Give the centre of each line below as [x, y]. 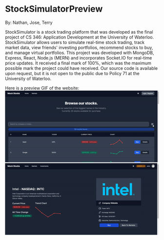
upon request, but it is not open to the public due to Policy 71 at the [72, 73]
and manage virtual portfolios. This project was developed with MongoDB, [80, 53]
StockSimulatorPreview [54, 9]
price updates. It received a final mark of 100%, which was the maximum [78, 63]
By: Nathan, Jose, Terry [29, 22]
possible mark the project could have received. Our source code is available [81, 68]
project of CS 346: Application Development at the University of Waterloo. [80, 37]
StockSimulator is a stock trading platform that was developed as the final [79, 32]
